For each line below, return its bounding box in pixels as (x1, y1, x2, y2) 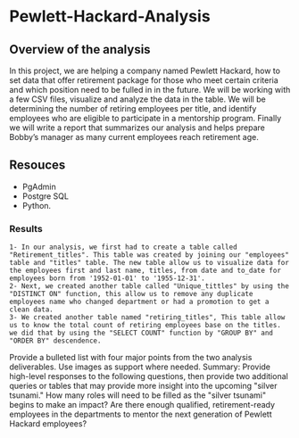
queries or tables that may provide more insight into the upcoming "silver (9, 381, 278, 392)
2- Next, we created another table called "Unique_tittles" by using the (9, 282, 290, 291)
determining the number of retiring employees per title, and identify (9, 103, 257, 113)
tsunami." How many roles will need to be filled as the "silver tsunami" (9, 390, 266, 401)
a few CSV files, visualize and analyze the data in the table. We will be (9, 94, 266, 104)
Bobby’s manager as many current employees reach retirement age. (9, 132, 259, 142)
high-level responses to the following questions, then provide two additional (9, 371, 288, 382)
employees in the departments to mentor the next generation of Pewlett (9, 409, 272, 420)
